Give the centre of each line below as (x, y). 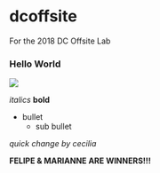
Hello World (35, 64)
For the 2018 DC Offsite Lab (60, 41)
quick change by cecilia (53, 144)
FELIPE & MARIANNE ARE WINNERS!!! (80, 161)
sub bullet (54, 127)
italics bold (30, 100)
